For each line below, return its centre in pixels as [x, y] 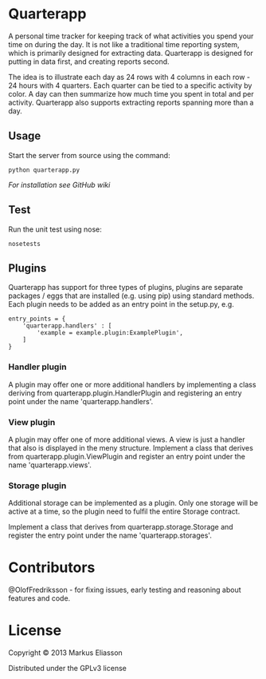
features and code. [39, 598]
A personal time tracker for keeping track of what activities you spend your [131, 36]
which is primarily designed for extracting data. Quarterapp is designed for [131, 53]
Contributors [52, 568]
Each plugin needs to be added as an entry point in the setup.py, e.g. [121, 304]
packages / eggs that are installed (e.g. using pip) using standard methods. [131, 296]
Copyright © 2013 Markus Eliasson [66, 653]
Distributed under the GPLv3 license [68, 669]
